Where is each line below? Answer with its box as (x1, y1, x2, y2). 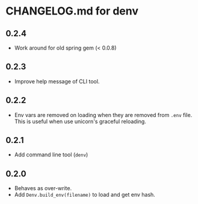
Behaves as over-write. (14, 185, 72, 192)
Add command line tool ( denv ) (14, 151, 88, 158)
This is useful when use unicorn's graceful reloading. (14, 118, 147, 125)
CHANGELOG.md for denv (5, 4, 139, 18)
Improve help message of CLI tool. (14, 77, 100, 85)
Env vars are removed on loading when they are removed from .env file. (14, 111, 193, 118)
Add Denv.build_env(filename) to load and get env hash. (14, 191, 156, 199)
